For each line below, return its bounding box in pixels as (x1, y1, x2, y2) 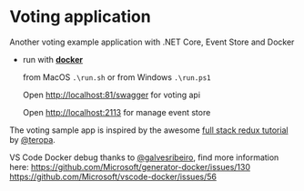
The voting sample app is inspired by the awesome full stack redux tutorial (9, 125, 289, 136)
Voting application (9, 6, 152, 27)
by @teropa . (9, 134, 56, 145)
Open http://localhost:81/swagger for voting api (22, 89, 201, 100)
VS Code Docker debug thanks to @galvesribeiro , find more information (9, 152, 279, 163)
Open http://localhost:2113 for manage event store (22, 106, 211, 117)
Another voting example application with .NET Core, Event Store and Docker (9, 36, 295, 47)
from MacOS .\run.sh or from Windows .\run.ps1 (22, 71, 211, 83)
